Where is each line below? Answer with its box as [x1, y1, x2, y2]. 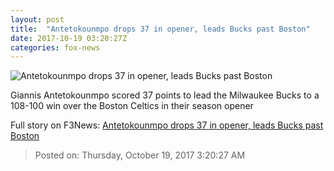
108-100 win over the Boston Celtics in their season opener [10, 100, 254, 112]
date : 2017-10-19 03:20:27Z [10, 33, 128, 43]
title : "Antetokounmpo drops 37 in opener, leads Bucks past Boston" [10, 24, 311, 34]
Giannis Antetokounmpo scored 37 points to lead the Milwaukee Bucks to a [10, 89, 320, 101]
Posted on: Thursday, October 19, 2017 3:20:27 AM [34, 149, 246, 161]
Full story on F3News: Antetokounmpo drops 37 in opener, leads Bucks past [10, 119, 324, 131]
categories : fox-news [10, 42, 101, 53]
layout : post [10, 14, 65, 25]
